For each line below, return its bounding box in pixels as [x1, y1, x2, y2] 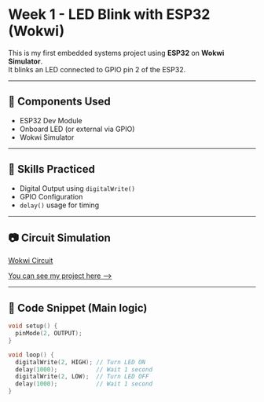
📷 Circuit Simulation [8, 231, 112, 244]
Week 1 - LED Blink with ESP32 [8, 5, 211, 24]
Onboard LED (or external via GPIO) [19, 124, 135, 133]
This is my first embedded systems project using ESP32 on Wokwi [8, 48, 225, 57]
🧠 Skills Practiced [8, 163, 96, 176]
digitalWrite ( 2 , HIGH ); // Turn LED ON [15, 358, 146, 366]
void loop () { [8, 351, 55, 359]
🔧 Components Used [8, 95, 112, 108]
